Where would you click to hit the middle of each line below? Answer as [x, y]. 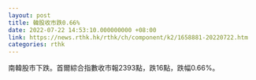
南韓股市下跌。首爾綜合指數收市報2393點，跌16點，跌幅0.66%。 [114, 68]
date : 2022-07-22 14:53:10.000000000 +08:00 [82, 30]
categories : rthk [37, 45]
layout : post [30, 15]
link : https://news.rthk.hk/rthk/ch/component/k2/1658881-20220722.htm [128, 37]
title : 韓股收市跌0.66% [44, 23]
